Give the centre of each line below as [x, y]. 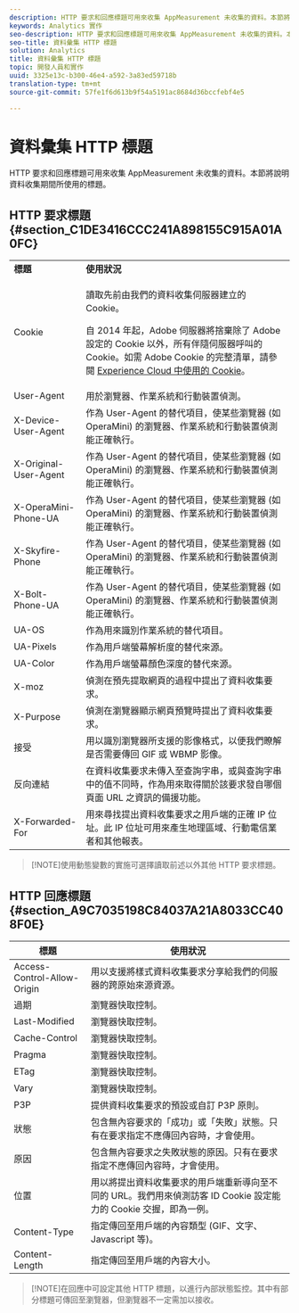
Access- [32, 967]
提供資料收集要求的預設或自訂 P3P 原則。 [177, 1105]
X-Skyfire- [37, 551]
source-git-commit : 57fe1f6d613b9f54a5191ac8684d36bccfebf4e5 [127, 92]
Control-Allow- [47, 978]
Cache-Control [46, 1038]
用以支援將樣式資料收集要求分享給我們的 [175, 971]
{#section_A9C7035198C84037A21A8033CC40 [146, 910]
